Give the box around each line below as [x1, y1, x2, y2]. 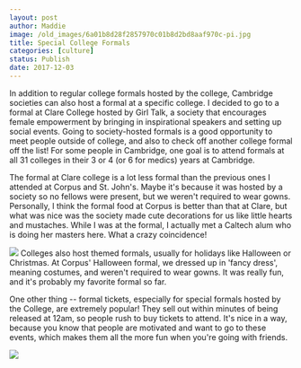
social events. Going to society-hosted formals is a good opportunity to [9, 126, 273, 136]
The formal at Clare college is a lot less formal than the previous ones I [9, 171, 271, 182]
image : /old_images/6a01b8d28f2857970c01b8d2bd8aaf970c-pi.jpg [9, 30, 252, 39]
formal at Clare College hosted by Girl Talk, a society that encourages [9, 107, 267, 118]
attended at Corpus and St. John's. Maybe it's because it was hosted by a [9, 181, 283, 192]
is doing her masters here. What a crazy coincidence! [9, 229, 208, 240]
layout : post [9, 13, 58, 22]
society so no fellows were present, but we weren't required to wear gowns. [9, 190, 291, 202]
